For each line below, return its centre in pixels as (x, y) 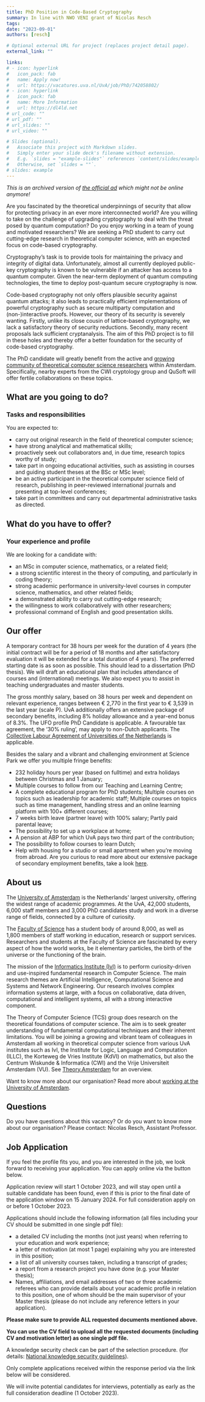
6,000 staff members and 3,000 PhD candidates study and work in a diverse (102, 910)
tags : (13, 23)
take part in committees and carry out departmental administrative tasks (106, 498)
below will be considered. (38, 1375)
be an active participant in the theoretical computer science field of (100, 479)
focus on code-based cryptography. (52, 245)
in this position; (34, 1256)
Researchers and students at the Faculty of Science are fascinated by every (102, 942)
